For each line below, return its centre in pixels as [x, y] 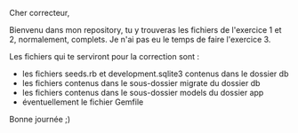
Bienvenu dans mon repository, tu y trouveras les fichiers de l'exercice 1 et [145, 30]
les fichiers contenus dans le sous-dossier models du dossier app [143, 93]
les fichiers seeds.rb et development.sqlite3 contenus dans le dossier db [155, 74]
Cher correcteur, [40, 13]
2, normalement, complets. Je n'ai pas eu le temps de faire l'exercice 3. [140, 39]
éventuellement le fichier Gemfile [83, 102]
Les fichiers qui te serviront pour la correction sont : [105, 56]
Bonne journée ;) [40, 119]
